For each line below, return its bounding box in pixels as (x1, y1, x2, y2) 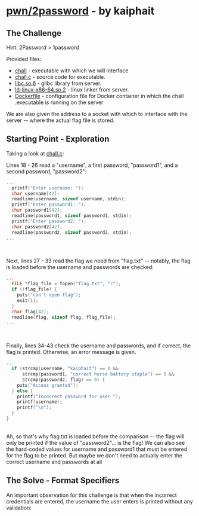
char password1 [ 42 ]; (11, 207, 63, 213)
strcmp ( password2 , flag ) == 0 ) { (21, 377, 105, 383)
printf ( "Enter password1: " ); (11, 201, 86, 207)
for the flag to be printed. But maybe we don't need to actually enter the (6, 451, 183, 459)
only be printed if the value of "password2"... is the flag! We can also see (6, 439, 185, 446)
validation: (6, 504, 32, 511)
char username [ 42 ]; (11, 190, 60, 197)
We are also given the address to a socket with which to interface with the (6, 111, 188, 117)
